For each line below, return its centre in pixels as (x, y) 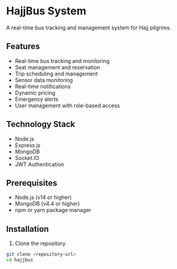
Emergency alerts (36, 99)
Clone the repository (40, 243)
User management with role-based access (67, 105)
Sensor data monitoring (44, 80)
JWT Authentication (39, 164)
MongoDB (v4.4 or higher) (47, 204)
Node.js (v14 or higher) (43, 197)
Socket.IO (27, 158)
